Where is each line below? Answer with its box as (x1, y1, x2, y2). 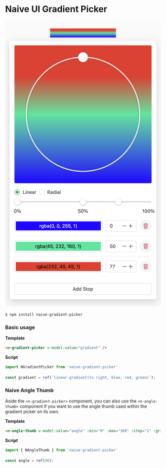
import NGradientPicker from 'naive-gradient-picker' (5, 365, 119, 370)
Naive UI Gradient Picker (5, 3, 108, 15)
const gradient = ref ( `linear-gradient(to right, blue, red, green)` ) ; (5, 375, 156, 380)
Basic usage (5, 324, 36, 331)
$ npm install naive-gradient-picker (5, 312, 83, 317)
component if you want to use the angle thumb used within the (19, 403, 147, 409)
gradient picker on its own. (5, 408, 59, 415)
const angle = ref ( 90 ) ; (5, 458, 54, 463)
